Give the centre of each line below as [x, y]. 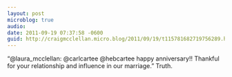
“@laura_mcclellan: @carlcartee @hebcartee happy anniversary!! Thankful [113, 58]
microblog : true [30, 20]
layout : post [26, 13]
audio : [17, 26]
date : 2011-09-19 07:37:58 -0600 [55, 33]
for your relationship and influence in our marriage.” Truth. [90, 66]
